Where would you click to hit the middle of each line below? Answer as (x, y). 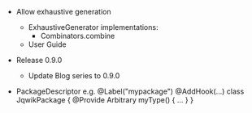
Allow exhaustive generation (63, 12)
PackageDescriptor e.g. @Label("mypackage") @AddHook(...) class (130, 91)
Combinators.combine (78, 36)
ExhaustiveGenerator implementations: (93, 27)
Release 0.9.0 (39, 60)
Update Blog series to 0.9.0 (74, 75)
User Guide (47, 44)
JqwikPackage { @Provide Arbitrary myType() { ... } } (104, 100)
